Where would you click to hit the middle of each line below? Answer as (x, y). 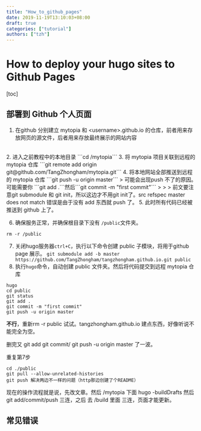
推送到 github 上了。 (32, 210)
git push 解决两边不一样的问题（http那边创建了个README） (72, 380)
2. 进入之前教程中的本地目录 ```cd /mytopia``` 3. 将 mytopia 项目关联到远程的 (101, 157)
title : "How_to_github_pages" (44, 12)
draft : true (21, 23)
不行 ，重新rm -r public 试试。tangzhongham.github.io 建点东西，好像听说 (97, 323)
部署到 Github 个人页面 (49, 115)
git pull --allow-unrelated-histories (55, 374)
